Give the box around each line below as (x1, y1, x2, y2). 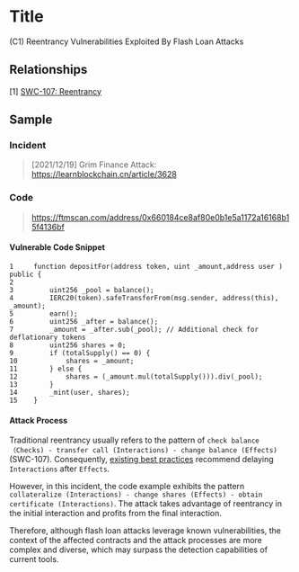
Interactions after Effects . (9, 463, 110, 474)
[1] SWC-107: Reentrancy (9, 85, 101, 96)
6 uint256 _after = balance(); (9, 317, 159, 326)
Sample (9, 112, 53, 128)
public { (9, 270, 42, 279)
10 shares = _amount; (9, 356, 135, 365)
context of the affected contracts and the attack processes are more (9, 535, 263, 546)
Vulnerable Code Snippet (9, 242, 106, 253)
